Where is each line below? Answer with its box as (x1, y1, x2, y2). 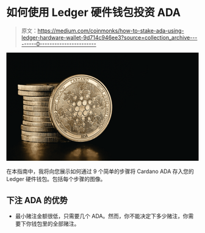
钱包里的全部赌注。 (31, 220, 80, 227)
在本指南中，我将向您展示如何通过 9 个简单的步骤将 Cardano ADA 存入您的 (6, 168, 194, 175)
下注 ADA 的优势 (6, 195, 68, 205)
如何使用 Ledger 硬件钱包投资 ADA (6, 6, 181, 20)
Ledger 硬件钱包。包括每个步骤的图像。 (6, 176, 106, 183)
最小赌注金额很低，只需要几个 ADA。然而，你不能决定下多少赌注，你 (15, 212, 189, 220)
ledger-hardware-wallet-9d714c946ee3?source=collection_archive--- (21, 34, 198, 41)
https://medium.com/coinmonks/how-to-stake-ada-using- (37, 27, 184, 34)
